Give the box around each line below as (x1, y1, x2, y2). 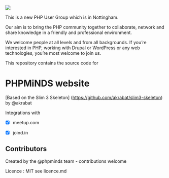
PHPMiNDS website (5, 78, 90, 89)
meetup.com (12, 119, 40, 125)
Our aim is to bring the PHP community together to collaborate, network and (5, 24, 164, 30)
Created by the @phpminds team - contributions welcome (5, 158, 127, 164)
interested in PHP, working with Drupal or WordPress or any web (5, 45, 141, 51)
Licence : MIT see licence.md (5, 168, 67, 174)
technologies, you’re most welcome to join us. (5, 50, 102, 56)
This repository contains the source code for (5, 60, 98, 66)
